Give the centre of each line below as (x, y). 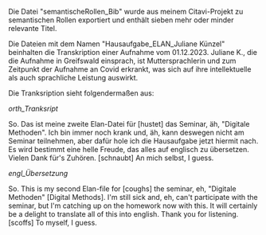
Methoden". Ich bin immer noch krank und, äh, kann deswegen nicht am (126, 132)
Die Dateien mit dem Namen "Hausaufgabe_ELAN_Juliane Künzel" (117, 44)
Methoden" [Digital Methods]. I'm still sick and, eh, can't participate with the (133, 197)
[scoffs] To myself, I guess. (53, 223)
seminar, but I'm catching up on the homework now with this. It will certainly (133, 206)
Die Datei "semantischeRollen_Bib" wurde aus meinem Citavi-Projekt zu (126, 12)
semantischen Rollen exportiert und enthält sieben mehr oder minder (121, 20)
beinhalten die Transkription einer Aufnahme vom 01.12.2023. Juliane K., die (133, 52)
